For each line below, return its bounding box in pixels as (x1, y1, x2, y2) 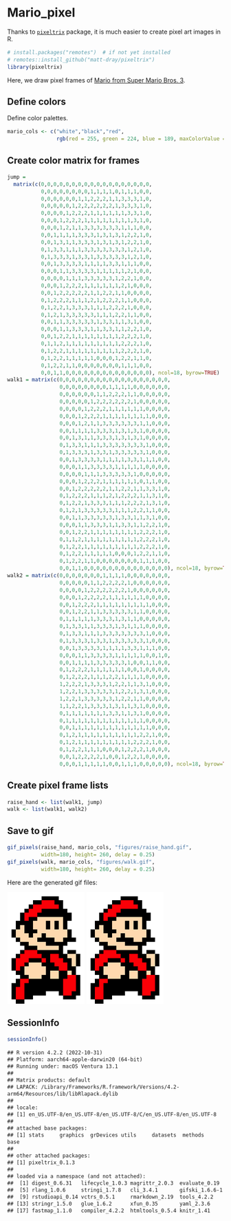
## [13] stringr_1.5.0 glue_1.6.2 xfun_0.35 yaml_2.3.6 (7, 1200, 211, 1207)
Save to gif (7, 825, 54, 836)
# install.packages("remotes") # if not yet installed (7, 49, 170, 56)
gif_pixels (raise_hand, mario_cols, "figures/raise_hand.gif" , (7, 844, 192, 851)
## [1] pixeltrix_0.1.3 (7, 1159, 76, 1166)
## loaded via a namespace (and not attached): (7, 1173, 146, 1180)
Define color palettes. (7, 114, 69, 122)
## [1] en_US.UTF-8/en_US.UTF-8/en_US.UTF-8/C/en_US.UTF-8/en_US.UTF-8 (7, 1111, 217, 1118)
